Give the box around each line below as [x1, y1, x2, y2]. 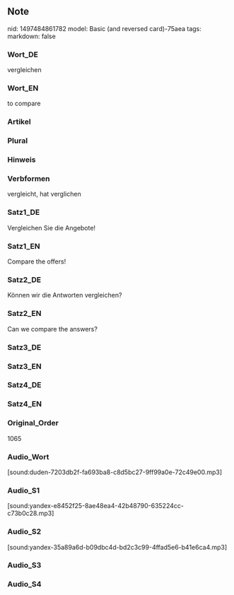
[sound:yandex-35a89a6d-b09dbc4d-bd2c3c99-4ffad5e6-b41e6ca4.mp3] [7, 543, 228, 551]
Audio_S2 [7, 526, 41, 536]
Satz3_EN [7, 361, 42, 371]
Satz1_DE [7, 208, 40, 218]
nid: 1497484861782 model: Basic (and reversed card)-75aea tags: [7, 24, 201, 33]
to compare [7, 99, 41, 108]
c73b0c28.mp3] [7, 509, 54, 518]
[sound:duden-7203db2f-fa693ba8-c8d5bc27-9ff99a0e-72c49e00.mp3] [7, 468, 223, 476]
